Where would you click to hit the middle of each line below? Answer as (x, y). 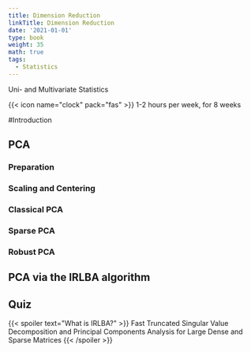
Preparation (32, 167)
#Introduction (30, 120)
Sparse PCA (32, 230)
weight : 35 (26, 45)
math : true (26, 52)
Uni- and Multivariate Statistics (58, 89)
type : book (26, 37)
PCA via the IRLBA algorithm (79, 277)
